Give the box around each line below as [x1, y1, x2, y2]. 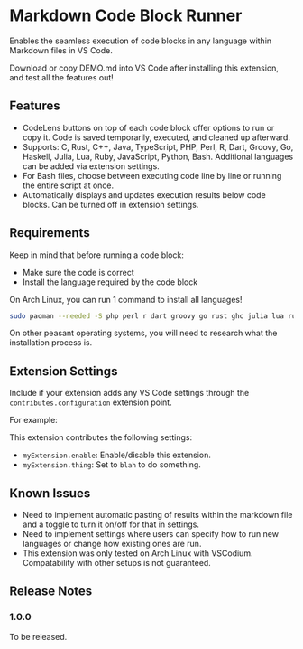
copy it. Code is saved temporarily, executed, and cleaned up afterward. [22, 132, 291, 143]
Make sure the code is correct [22, 267, 134, 277]
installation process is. [9, 337, 93, 348]
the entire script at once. [22, 180, 115, 191]
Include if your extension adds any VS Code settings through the [9, 388, 250, 399]
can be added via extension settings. [22, 160, 160, 172]
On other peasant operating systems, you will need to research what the [9, 327, 278, 339]
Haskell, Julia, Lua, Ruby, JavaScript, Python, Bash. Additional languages [22, 151, 294, 162]
